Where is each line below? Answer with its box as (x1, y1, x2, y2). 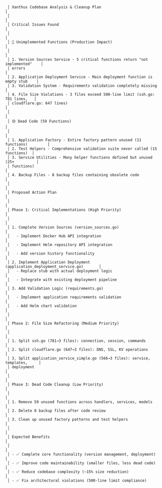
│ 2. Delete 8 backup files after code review (7, 408, 106, 413)
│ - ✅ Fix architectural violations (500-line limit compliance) (7, 478, 147, 483)
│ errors (7, 66, 26, 71)
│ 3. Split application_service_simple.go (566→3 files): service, (7, 356, 151, 361)
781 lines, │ (5, 96, 37, 101)
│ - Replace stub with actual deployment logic (7, 268, 113, 273)
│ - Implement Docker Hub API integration (7, 234, 101, 239)
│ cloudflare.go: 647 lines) (7, 101, 68, 106)
